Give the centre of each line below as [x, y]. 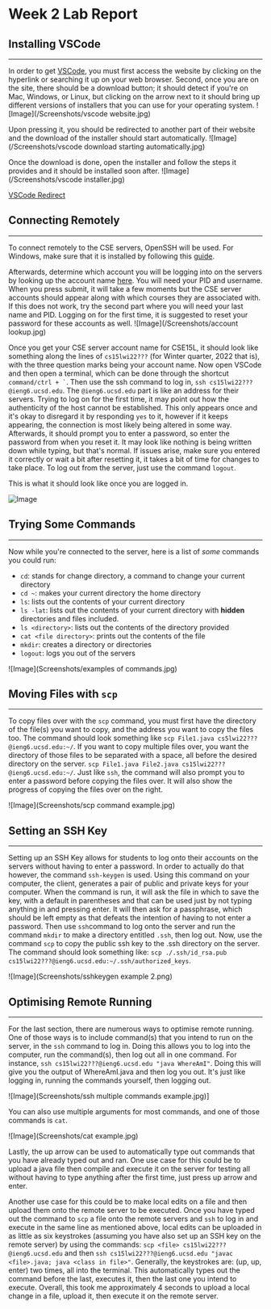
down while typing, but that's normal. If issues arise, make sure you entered [134, 450]
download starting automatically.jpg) [145, 147]
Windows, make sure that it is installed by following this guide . [112, 256]
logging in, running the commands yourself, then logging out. [110, 1080]
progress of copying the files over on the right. [86, 789]
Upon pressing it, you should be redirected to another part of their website [132, 129]
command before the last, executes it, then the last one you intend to [123, 1279]
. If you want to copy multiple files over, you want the [161, 747]
